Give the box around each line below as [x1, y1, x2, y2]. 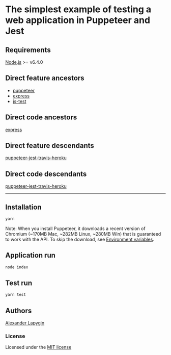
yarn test [5, 292, 26, 297]
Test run [5, 279, 33, 288]
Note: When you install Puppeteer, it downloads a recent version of [5, 225, 146, 232]
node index [5, 264, 28, 270]
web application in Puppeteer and [5, 14, 151, 26]
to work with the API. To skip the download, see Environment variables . [5, 236, 154, 242]
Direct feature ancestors [5, 74, 85, 83]
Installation [5, 202, 42, 211]
